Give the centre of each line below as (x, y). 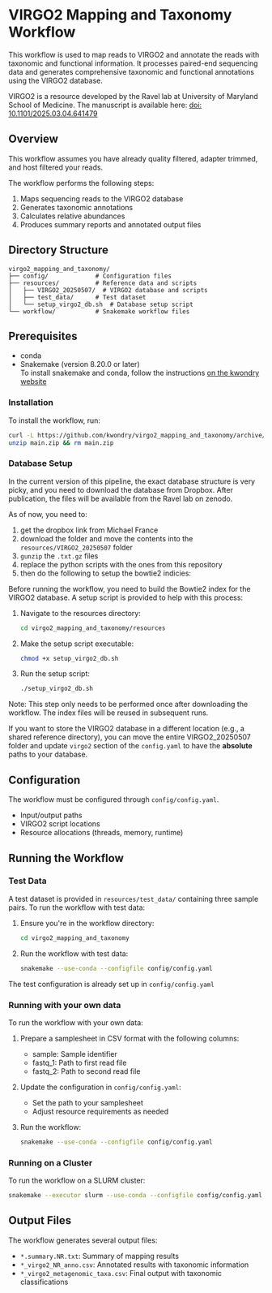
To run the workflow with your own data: (76, 1022)
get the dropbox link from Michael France (89, 530)
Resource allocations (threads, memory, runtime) (102, 833)
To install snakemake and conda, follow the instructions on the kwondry (140, 373)
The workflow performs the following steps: (81, 183)
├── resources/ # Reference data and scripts (103, 283)
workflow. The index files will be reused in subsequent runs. (108, 713)
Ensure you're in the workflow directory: (87, 923)
